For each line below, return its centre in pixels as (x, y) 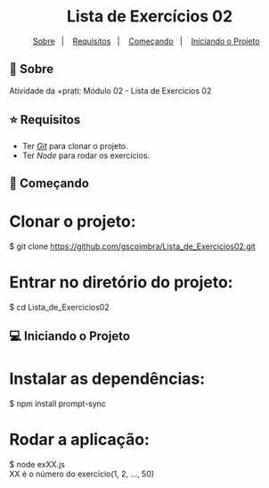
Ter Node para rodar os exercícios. (86, 155)
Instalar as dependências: (107, 379)
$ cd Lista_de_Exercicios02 (59, 307)
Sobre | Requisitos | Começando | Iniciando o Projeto (146, 41)
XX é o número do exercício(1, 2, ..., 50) (82, 474)
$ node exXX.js (37, 465)
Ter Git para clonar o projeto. (75, 145)
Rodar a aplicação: (79, 440)
